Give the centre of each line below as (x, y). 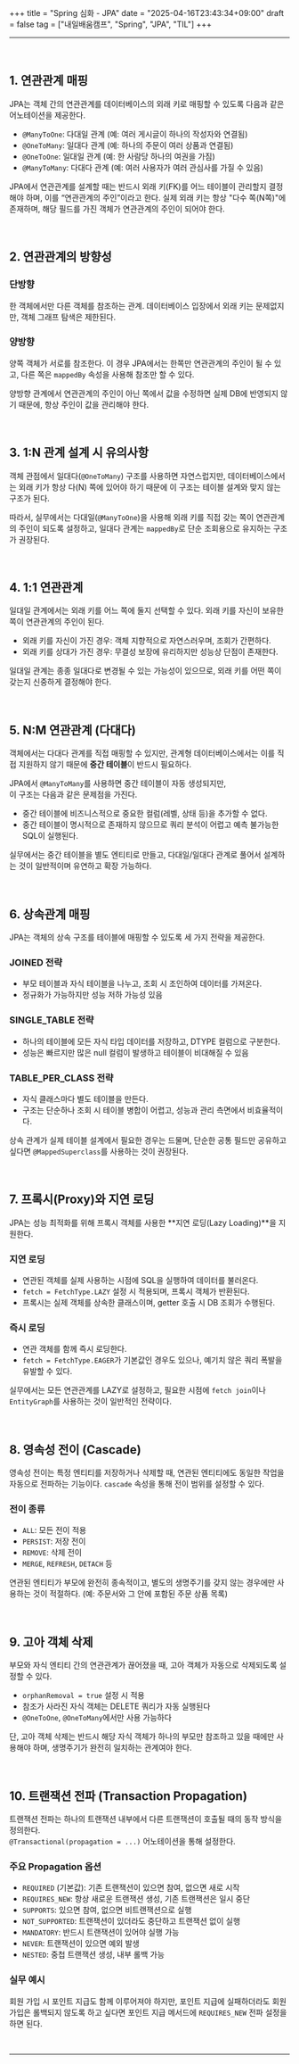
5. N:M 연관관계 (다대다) (73, 730)
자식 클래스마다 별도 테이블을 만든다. (85, 1098)
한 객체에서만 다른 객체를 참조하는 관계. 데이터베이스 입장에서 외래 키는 (131, 305)
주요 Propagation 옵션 (56, 1866)
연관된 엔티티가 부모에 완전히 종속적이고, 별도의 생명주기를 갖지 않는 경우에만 (142, 1583)
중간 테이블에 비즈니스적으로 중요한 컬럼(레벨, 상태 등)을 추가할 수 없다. (145, 814)
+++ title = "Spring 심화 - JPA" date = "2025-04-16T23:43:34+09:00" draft (147, 13)
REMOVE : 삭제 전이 (52, 1553)
